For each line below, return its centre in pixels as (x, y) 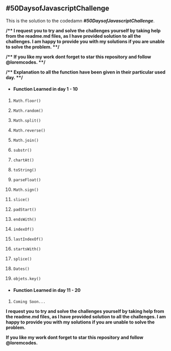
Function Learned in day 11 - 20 (47, 290)
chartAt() (24, 160)
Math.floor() (27, 101)
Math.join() (26, 141)
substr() (22, 151)
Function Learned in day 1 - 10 (45, 89)
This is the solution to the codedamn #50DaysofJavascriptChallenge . (80, 20)
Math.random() (28, 111)
